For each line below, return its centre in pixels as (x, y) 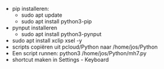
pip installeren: (31, 9)
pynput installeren (35, 28)
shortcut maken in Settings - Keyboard (60, 60)
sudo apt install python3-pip (56, 21)
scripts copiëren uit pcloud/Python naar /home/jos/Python (85, 47)
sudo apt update (42, 15)
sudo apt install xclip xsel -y (47, 40)
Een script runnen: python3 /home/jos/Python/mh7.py (79, 53)
